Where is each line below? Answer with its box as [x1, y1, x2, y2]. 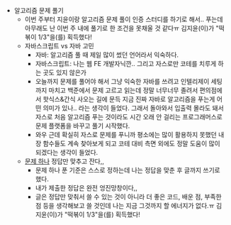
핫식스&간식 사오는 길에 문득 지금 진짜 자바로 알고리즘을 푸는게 [43, 95, 215, 103]
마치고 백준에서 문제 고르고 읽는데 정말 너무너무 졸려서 [48, 86, 198, 94]
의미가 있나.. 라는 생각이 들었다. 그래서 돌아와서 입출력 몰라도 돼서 [43, 104, 225, 112]
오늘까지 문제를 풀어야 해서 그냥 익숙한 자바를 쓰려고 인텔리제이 [35, 77, 210, 85]
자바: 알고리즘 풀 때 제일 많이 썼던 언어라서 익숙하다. [35, 50, 179, 59]
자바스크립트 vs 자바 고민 [24, 42, 94, 50]
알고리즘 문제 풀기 [13, 6, 64, 14]
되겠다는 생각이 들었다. [35, 148, 98, 156]
